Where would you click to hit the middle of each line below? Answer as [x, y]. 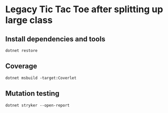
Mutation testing [33, 93]
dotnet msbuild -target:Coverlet [41, 78]
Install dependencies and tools [55, 39]
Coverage [21, 66]
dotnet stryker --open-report [38, 105]
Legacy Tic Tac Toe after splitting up [84, 9]
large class [29, 20]
